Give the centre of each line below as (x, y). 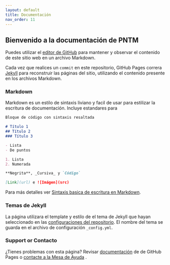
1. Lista (15, 159)
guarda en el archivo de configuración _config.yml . (59, 227)
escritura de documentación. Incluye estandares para (61, 108)
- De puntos (18, 150)
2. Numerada (18, 164)
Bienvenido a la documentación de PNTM (72, 40)
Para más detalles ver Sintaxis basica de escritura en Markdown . (73, 192)
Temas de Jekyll (26, 205)
